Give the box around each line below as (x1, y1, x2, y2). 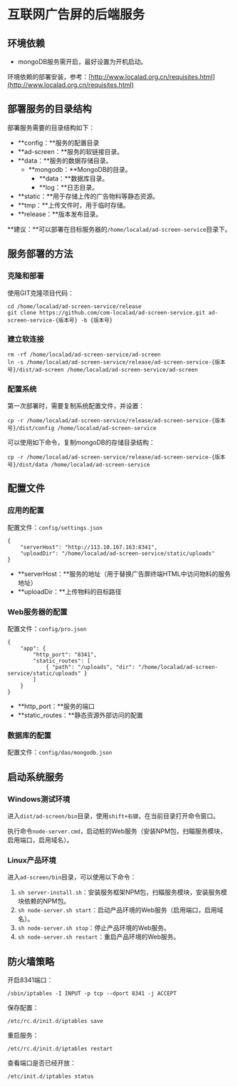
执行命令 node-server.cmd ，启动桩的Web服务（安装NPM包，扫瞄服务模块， (7, 827, 227, 835)
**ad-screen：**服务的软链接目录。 (17, 147, 123, 155)
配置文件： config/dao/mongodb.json (7, 748, 113, 757)
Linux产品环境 (7, 855, 56, 865)
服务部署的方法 (7, 247, 73, 260)
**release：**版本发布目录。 (17, 210, 103, 218)
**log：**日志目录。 (38, 183, 98, 191)
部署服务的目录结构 (7, 103, 92, 115)
